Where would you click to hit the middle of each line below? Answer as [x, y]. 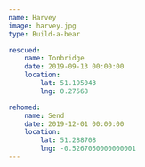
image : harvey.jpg [42, 26]
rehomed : [24, 107]
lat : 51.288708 [68, 140]
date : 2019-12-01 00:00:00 [74, 124]
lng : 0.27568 [64, 91]
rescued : [24, 50]
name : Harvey [32, 17]
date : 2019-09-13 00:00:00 [74, 67]
